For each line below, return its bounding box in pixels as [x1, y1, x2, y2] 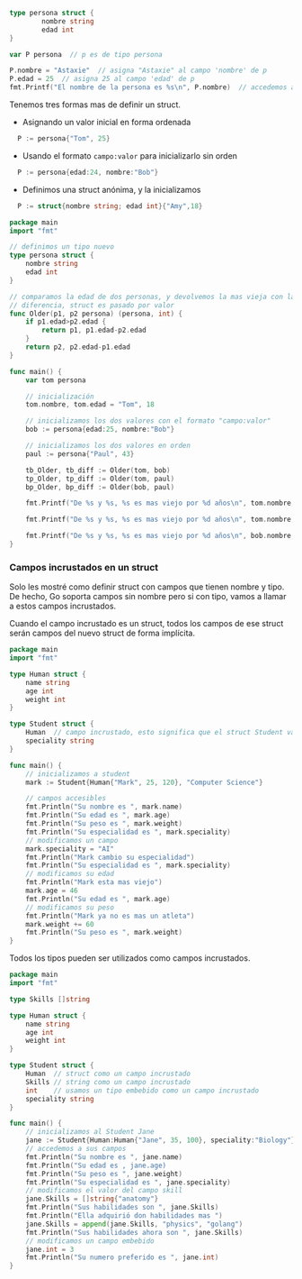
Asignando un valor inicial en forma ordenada [22, 117, 191, 127]
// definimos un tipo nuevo [9, 242, 115, 251]
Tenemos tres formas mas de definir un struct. [9, 99, 182, 110]
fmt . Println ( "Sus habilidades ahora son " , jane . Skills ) [25, 1228, 244, 1237]
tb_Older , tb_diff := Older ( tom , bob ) [25, 465, 171, 475]
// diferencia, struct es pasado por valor [9, 300, 175, 310]
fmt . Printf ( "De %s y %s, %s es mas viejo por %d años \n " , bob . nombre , [25, 532, 296, 541]
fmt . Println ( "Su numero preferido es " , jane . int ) [25, 1253, 219, 1262]
